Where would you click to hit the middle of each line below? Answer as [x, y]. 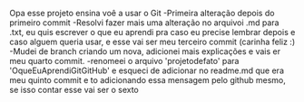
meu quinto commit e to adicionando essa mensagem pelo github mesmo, [147, 80]
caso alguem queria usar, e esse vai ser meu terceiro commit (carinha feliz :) [152, 42]
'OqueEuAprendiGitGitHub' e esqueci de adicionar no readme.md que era [147, 70]
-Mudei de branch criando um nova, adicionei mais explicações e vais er [145, 51]
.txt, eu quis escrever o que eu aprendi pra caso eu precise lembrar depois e [152, 32]
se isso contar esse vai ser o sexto [74, 90]
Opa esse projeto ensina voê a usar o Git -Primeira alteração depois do [142, 13]
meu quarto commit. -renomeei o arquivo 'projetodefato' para [124, 61]
